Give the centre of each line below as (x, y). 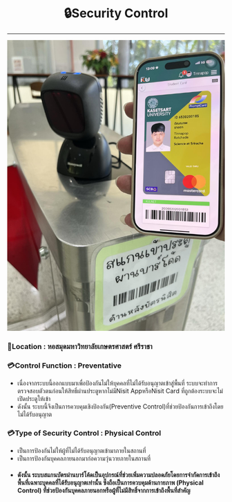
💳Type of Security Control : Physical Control (84, 433)
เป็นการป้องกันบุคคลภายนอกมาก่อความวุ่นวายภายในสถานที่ (84, 458)
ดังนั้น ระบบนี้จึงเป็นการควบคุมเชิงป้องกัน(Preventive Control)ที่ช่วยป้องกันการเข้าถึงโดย (120, 406)
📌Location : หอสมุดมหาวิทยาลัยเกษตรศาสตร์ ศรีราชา (80, 346)
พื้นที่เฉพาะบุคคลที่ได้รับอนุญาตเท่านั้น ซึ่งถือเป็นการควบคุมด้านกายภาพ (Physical (110, 483)
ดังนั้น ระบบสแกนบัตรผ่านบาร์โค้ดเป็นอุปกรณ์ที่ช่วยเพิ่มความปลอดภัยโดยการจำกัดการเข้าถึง (118, 475)
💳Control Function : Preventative (65, 366)
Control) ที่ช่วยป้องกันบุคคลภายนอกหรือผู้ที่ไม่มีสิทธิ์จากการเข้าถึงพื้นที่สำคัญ (104, 491)
